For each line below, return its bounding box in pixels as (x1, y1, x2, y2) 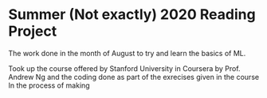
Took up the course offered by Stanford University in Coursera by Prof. (8, 63, 241, 73)
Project (8, 22, 57, 40)
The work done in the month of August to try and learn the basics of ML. (8, 48, 246, 58)
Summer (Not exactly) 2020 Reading (8, 6, 257, 24)
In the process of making (8, 81, 90, 90)
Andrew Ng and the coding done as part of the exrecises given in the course (8, 72, 260, 81)
